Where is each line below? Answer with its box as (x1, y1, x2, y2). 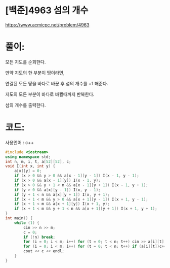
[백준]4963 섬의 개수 (5, 5, 89, 16)
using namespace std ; (5, 154, 51, 159)
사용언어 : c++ (5, 139, 34, 145)
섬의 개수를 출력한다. (5, 102, 46, 108)
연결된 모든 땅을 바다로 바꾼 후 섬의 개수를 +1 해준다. (5, 80, 108, 86)
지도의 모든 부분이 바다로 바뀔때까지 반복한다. (5, 91, 95, 97)
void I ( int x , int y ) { (5, 163, 56, 169)
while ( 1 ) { (14, 220, 39, 225)
